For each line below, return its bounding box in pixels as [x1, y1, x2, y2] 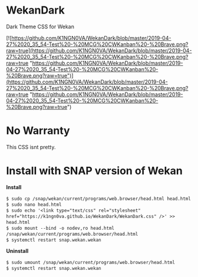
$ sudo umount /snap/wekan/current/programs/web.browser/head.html [6, 259, 176, 265]
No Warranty [6, 124, 70, 137]
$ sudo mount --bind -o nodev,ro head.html [6, 225, 115, 231]
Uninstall [6, 247, 29, 254]
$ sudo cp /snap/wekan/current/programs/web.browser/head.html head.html [6, 196, 192, 202]
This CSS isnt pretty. [6, 143, 56, 150]
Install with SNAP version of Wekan [6, 164, 183, 177]
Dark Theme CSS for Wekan [6, 23, 75, 30]
